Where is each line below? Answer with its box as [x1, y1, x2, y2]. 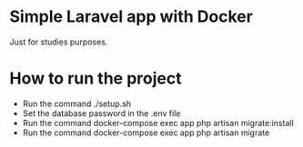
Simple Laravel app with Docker [9, 6, 253, 27]
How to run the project [9, 68, 182, 89]
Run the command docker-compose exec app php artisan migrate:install [22, 117, 294, 128]
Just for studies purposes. [9, 36, 108, 47]
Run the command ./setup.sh [22, 98, 132, 109]
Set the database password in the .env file [22, 107, 181, 119]
